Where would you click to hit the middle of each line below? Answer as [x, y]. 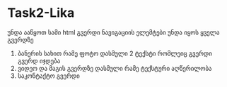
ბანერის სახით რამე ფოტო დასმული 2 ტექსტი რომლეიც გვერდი [115, 53]
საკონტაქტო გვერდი [48, 76]
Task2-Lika [41, 13]
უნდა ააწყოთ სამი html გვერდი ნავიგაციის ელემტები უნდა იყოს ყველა [113, 32]
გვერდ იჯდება [39, 60]
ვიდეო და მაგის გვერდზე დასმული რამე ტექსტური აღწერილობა [115, 68]
